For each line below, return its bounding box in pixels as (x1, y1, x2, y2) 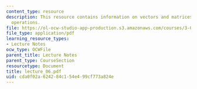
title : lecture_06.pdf (6, 69, 62, 74)
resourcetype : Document (6, 63, 64, 69)
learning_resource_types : (6, 36, 69, 42)
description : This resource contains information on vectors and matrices (6, 14, 193, 20)
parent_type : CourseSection (6, 57, 75, 63)
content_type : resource (6, 8, 64, 15)
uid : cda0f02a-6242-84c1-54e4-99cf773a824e (6, 74, 114, 80)
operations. (11, 19, 41, 25)
